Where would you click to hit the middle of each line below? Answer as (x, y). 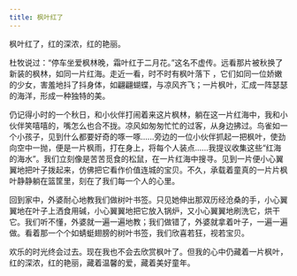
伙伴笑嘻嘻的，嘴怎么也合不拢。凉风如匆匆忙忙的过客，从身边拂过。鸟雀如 (145, 126)
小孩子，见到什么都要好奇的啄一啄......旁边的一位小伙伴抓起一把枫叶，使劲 (151, 136)
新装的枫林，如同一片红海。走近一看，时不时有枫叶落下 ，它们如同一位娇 (142, 73)
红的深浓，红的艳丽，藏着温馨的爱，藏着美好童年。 (102, 263)
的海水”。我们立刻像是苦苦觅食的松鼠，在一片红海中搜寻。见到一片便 (135, 158)
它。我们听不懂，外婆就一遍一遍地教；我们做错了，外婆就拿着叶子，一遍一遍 (148, 221)
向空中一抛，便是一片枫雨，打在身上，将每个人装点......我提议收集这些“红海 (145, 148)
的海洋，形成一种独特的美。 (60, 96)
